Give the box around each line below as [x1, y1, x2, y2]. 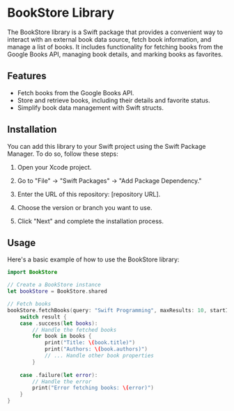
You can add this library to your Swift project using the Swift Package [7, 142, 206, 150]
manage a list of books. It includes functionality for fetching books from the [7, 42, 224, 51]
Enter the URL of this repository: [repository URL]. [17, 190, 161, 198]
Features [7, 70, 47, 82]
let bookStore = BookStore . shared [7, 288, 108, 295]
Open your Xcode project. [17, 163, 92, 171]
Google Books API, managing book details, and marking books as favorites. [7, 50, 224, 58]
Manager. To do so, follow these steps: [7, 150, 118, 158]
